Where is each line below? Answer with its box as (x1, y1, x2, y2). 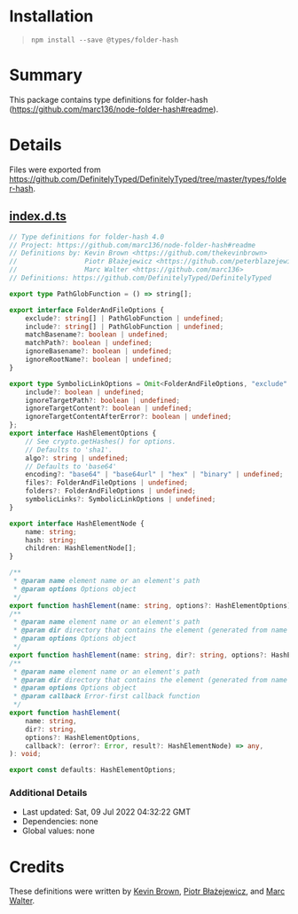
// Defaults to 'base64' (25, 461, 117, 471)
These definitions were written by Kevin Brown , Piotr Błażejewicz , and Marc (9, 886, 286, 897)
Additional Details (9, 787, 88, 800)
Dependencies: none (21, 816, 99, 827)
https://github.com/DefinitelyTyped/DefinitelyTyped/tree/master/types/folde (9, 173, 286, 184)
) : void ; (9, 750, 42, 759)
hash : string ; (25, 535, 77, 545)
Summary (9, 65, 82, 85)
